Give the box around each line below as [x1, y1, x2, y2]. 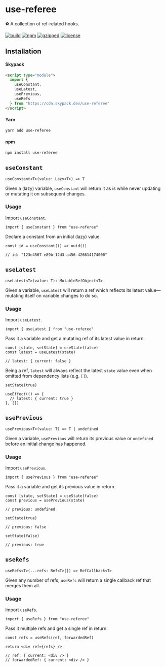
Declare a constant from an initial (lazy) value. [5, 234, 101, 240]
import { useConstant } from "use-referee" [5, 224, 99, 229]
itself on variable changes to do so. [24, 292, 98, 298]
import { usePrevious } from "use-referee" [5, 475, 99, 480]
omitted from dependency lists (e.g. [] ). [5, 373, 89, 379]
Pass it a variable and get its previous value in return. [5, 484, 116, 490]
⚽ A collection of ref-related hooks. [5, 20, 79, 26]
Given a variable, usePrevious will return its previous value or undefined [5, 435, 153, 441]
